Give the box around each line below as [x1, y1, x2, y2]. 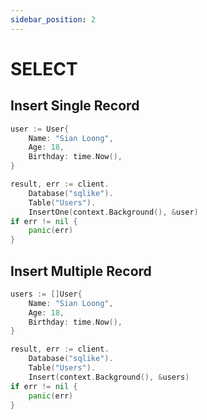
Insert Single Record [10, 97, 140, 115]
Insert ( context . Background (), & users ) [28, 372, 190, 382]
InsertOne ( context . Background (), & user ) [28, 207, 199, 217]
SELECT [10, 57, 78, 80]
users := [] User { [10, 289, 83, 299]
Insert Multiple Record [10, 262, 152, 280]
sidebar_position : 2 [10, 14, 97, 25]
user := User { [10, 124, 70, 134]
